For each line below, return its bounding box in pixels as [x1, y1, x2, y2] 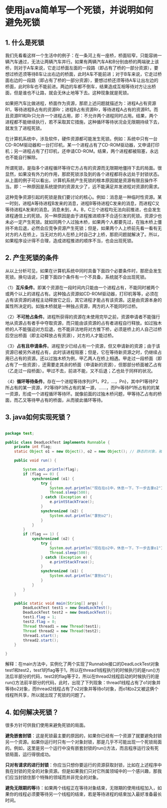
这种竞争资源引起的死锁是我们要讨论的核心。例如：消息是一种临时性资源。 [5, 194, 158, 200]
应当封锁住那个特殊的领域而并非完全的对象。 [9, 774, 101, 780]
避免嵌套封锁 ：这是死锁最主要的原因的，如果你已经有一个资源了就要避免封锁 [5, 732, 162, 738]
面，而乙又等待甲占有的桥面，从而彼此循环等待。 [5, 397, 105, 403]
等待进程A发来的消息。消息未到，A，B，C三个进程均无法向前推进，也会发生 [5, 207, 161, 212]
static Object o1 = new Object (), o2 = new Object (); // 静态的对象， [14, 449, 159, 454]
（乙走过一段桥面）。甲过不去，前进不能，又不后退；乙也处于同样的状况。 [5, 367, 156, 373]
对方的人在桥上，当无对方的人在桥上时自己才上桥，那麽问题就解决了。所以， [5, 232, 162, 237]
